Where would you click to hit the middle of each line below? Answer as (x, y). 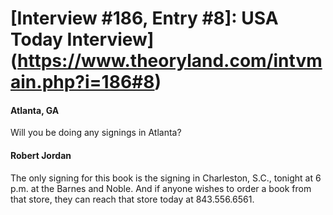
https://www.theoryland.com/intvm (170, 61)
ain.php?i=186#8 (82, 82)
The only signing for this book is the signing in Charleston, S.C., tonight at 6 (166, 178)
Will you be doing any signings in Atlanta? (96, 133)
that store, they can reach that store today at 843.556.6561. (132, 199)
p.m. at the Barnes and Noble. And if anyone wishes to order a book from (161, 188)
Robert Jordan (41, 155)
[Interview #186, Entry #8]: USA (144, 18)
